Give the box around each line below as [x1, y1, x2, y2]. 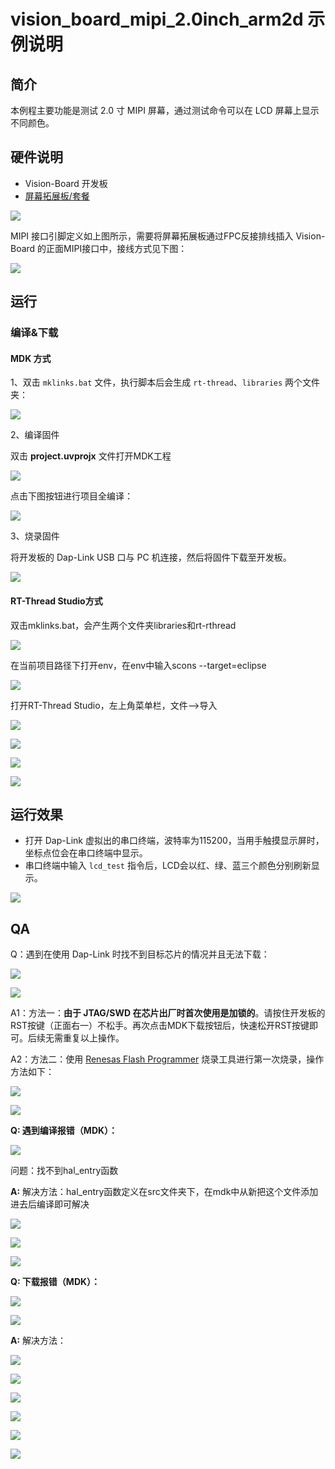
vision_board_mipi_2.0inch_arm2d [10, 8, 304, 31]
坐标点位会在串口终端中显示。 [24, 847, 148, 859]
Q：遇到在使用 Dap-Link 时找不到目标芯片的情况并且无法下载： [10, 948, 270, 960]
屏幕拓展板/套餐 [24, 190, 90, 202]
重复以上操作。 [62, 1032, 125, 1044]
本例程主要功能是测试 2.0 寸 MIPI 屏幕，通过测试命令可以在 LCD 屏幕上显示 [10, 105, 320, 116]
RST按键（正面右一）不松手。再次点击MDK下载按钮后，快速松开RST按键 [10, 1020, 310, 1032]
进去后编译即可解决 [10, 1198, 90, 1210]
